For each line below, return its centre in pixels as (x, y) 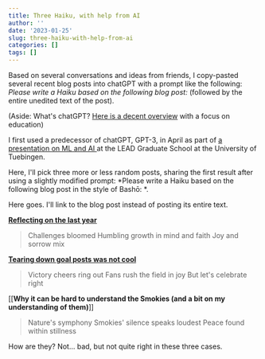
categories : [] (33, 45)
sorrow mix (46, 244)
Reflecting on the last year (53, 220)
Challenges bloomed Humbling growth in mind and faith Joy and (133, 235)
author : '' (26, 23)
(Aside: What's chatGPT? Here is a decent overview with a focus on (119, 116)
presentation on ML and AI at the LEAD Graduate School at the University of (132, 148)
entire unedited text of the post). (61, 101)
